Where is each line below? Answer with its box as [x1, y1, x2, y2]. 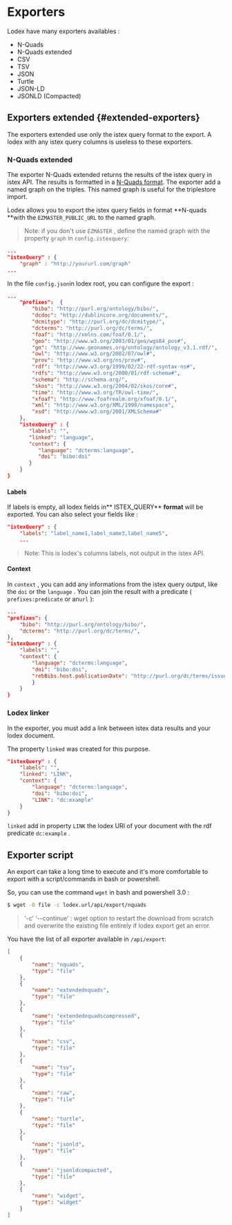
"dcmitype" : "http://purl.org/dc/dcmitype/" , [32, 319, 166, 326]
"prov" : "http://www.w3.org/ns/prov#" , [32, 357, 147, 364]
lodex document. [7, 731, 55, 740]
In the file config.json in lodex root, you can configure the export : [7, 279, 195, 288]
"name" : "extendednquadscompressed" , [32, 1012, 140, 1020]
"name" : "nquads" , [32, 961, 85, 968]
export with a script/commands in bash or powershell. [7, 875, 161, 883]
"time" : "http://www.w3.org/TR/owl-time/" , [32, 389, 159, 396]
